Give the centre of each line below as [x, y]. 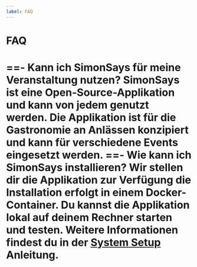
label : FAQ [19, 11]
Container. [32, 205]
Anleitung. [32, 255]
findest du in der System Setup [83, 242]
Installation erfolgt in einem [75, 192]
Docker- [166, 192]
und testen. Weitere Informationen [92, 230]
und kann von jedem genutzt [78, 105]
